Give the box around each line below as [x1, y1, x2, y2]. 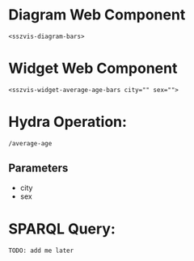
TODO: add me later [8, 246, 74, 255]
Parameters [8, 162, 69, 175]
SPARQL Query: [8, 220, 116, 238]
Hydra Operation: [8, 113, 128, 131]
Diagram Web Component [8, 6, 186, 24]
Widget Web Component [8, 59, 178, 78]
